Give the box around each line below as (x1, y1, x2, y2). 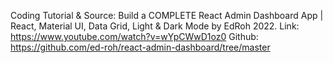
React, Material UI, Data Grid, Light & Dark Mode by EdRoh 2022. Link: (10, 20, 300, 32)
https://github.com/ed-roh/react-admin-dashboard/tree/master (10, 41, 271, 53)
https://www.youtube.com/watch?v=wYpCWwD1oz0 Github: (10, 31, 259, 42)
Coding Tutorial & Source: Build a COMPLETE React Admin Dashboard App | (10, 10, 324, 21)
